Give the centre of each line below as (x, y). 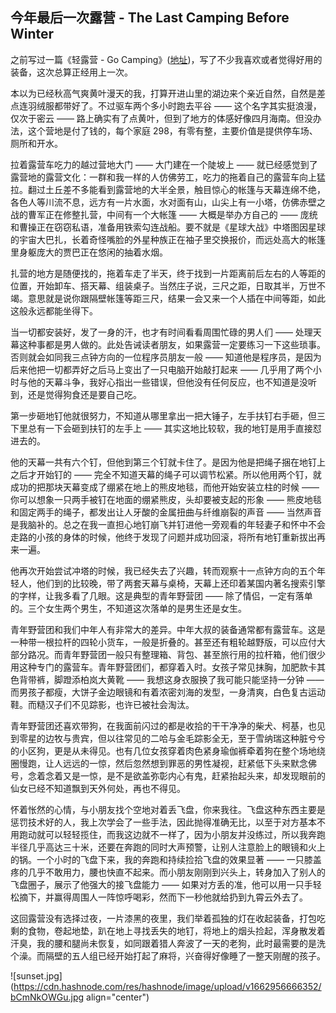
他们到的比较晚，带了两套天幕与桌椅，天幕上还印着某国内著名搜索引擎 (181, 583)
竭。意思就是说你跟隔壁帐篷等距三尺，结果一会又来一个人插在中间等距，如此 (168, 298)
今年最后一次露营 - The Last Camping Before (150, 18)
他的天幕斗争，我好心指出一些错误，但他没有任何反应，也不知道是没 (167, 382)
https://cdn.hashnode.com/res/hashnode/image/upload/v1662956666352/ (167, 986)
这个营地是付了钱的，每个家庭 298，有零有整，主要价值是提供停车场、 (172, 130)
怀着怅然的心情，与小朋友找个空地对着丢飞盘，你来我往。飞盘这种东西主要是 (168, 809)
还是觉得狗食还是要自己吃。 (84, 394)
